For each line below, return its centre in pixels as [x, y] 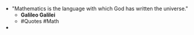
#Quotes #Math [40, 21]
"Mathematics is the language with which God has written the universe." [100, 9]
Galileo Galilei [38, 15]
